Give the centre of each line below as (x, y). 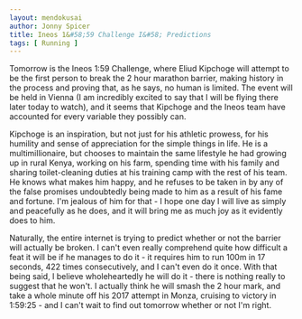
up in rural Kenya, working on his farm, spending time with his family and (144, 163)
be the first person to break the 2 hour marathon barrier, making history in (146, 79)
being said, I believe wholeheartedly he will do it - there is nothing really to (147, 277)
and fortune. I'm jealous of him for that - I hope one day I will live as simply (148, 202)
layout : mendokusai (46, 18)
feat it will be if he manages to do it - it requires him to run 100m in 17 (137, 258)
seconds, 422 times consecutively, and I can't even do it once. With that (143, 267)
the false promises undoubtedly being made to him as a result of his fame (146, 192)
